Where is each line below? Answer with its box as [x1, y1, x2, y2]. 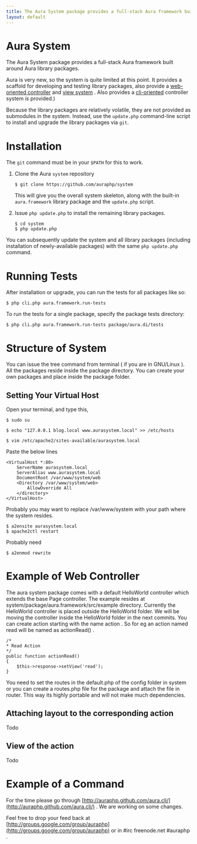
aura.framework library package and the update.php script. [14, 198, 155, 206]
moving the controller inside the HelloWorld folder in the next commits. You [6, 614, 188, 621]
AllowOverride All [27, 485, 72, 491]
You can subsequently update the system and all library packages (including [6, 236, 191, 244]
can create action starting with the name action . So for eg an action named [6, 620, 189, 627]
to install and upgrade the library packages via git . [6, 119, 129, 126]
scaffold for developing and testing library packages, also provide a [6, 83, 169, 90]
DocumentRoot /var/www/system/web [16, 475, 101, 481]
